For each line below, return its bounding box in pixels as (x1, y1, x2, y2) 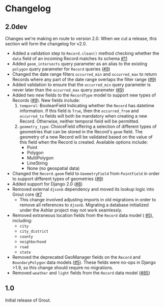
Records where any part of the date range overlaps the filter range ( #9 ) (12, 77, 157, 82)
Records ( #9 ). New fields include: (12, 97, 80, 103)
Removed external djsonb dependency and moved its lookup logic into (12, 186, 155, 192)
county (19, 234, 33, 239)
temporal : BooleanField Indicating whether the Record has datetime (19, 103, 155, 108)
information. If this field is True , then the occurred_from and (19, 108, 139, 114)
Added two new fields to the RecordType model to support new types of (12, 92, 156, 98)
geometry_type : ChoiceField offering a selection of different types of (19, 123, 157, 129)
